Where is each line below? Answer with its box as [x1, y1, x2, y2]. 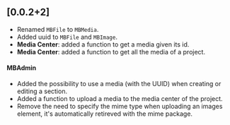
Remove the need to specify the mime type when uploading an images [16, 102, 223, 111]
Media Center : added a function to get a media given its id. [16, 40, 190, 49]
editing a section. [16, 87, 68, 95]
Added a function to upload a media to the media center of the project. [16, 95, 224, 103]
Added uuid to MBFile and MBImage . [16, 32, 118, 41]
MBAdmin [6, 64, 37, 72]
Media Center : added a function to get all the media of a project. [16, 47, 206, 56]
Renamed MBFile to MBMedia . [16, 25, 99, 33]
